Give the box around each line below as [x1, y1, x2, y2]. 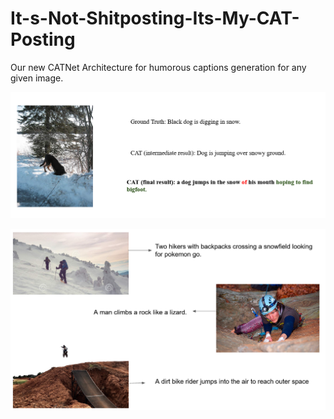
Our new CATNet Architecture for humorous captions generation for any [10, 61, 307, 73]
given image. [10, 72, 64, 84]
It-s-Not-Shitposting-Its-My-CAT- [10, 7, 300, 30]
